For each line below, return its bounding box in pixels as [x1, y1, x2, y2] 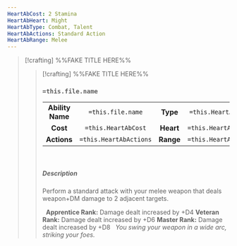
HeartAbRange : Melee [7, 37, 68, 44]
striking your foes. [42, 230, 95, 239]
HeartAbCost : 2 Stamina [7, 10, 78, 18]
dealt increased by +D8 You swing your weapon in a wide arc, [42, 223, 227, 232]
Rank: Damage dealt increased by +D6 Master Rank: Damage [42, 216, 223, 224]
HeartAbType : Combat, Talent [7, 23, 93, 30]
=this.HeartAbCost [84, 124, 147, 132]
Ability [48, 103, 71, 113]
